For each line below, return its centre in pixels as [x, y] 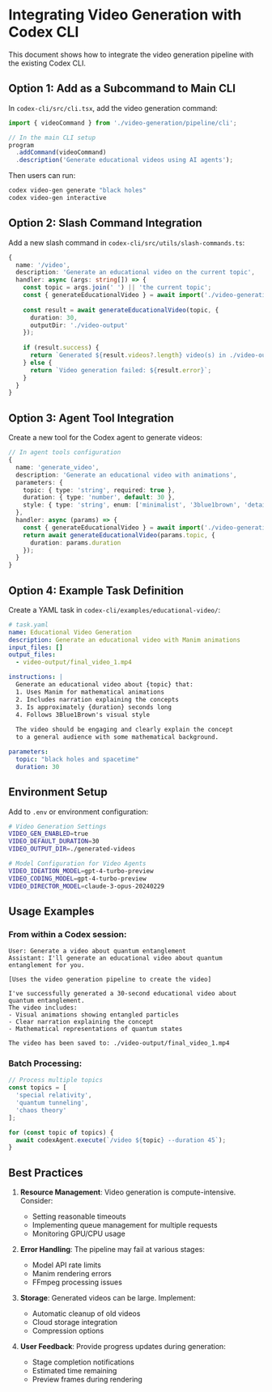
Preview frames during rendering [87, 1379]
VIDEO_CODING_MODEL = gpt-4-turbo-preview [78, 878]
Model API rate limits [66, 1265]
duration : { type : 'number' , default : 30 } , [99, 498]
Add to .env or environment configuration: [79, 812]
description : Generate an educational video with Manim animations [125, 640]
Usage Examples [51, 911]
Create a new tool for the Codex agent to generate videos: [105, 438]
